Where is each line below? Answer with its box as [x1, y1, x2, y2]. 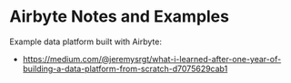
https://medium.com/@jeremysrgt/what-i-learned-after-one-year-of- [22, 53, 282, 64]
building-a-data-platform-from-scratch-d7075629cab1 [22, 63, 228, 74]
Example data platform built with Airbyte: [9, 36, 162, 47]
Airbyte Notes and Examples [9, 6, 230, 27]
